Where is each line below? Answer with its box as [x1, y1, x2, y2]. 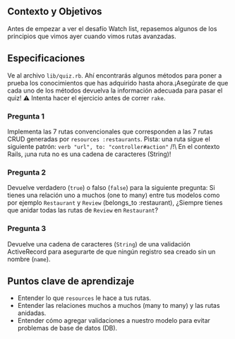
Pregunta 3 [7, 224, 47, 234]
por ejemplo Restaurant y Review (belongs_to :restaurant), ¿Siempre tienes [7, 198, 223, 207]
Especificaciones [7, 52, 85, 64]
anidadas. [17, 309, 47, 317]
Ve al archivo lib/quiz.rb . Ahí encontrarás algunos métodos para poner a [7, 71, 222, 80]
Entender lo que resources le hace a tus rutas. [17, 294, 152, 302]
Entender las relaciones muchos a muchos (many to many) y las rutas [17, 302, 220, 310]
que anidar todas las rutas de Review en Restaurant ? [7, 206, 159, 215]
